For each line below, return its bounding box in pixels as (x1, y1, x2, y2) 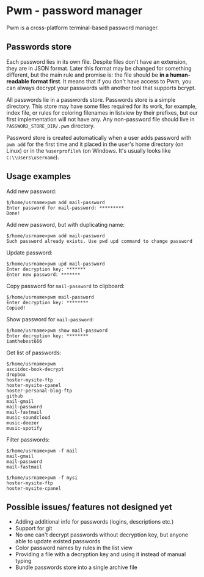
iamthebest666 (6, 338, 43, 344)
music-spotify (6, 425, 43, 431)
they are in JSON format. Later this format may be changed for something (6, 64, 192, 72)
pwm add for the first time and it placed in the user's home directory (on (6, 140, 184, 148)
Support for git (15, 525, 53, 532)
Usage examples (6, 171, 71, 182)
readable (6, 77, 29, 85)
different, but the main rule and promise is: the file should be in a (6, 71, 169, 78)
